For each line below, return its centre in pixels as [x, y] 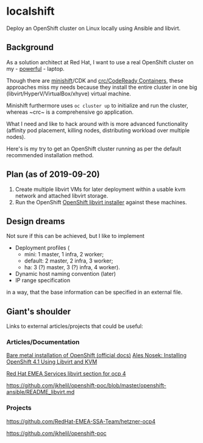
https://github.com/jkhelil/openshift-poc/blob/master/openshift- [86, 385]
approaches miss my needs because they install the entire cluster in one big [102, 87]
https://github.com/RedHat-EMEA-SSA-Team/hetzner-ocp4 [81, 421]
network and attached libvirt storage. [62, 195]
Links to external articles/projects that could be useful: [75, 326]
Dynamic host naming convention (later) [66, 274]
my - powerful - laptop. [36, 69]
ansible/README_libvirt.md [41, 392]
